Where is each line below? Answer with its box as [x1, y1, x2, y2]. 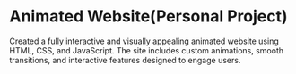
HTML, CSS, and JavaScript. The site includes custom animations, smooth [9, 45, 284, 55]
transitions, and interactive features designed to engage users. [9, 54, 241, 65]
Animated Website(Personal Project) [9, 6, 288, 27]
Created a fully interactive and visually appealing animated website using [9, 36, 280, 46]
